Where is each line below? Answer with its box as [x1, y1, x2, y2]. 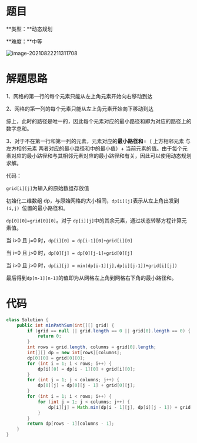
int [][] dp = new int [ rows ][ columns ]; [27, 350, 122, 356]
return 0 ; [37, 333, 62, 339]
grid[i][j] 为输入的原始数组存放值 [6, 184, 89, 191]
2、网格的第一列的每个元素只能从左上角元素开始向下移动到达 [6, 105, 154, 112]
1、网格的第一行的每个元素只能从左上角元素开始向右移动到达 [6, 92, 153, 99]
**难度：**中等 [6, 38, 43, 45]
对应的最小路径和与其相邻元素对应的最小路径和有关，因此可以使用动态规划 [11, 152, 192, 159]
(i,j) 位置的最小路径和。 [6, 204, 69, 211]
